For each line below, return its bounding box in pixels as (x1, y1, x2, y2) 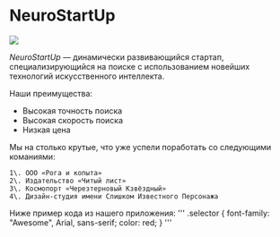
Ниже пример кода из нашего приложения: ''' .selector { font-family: (9, 207, 270, 218)
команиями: (9, 151, 56, 162)
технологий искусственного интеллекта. (9, 71, 165, 81)
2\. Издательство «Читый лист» (9, 176, 127, 185)
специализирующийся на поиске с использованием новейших (9, 61, 250, 72)
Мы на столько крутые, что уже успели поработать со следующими (9, 141, 272, 152)
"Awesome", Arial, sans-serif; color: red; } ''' (9, 216, 172, 228)
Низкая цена (22, 124, 71, 135)
